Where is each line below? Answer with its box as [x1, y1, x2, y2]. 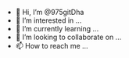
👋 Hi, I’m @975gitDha [15, 8, 84, 16]
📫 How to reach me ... [15, 42, 88, 50]
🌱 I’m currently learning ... [15, 24, 99, 33]
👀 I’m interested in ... [15, 16, 82, 25]
